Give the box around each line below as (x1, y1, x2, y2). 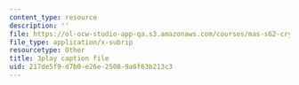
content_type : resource (9, 12, 98, 22)
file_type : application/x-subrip (9, 37, 133, 47)
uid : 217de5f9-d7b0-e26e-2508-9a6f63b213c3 (9, 63, 174, 72)
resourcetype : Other (9, 46, 86, 55)
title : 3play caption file (9, 54, 109, 63)
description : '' (9, 21, 69, 30)
